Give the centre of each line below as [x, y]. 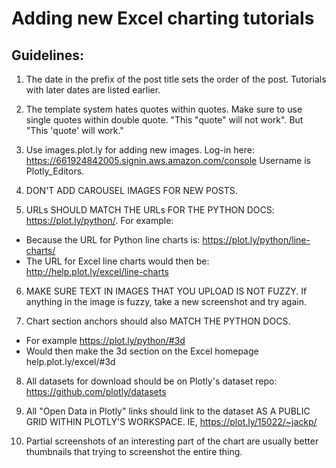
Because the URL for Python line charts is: [113, 240]
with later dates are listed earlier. [93, 90]
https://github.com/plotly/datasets [96, 391]
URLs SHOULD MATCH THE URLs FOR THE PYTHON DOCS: [150, 210]
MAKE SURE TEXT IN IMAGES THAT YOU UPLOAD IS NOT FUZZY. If [166, 291]
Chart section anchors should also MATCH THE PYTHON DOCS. [158, 321]
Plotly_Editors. [55, 171]
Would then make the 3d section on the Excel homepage [142, 351]
